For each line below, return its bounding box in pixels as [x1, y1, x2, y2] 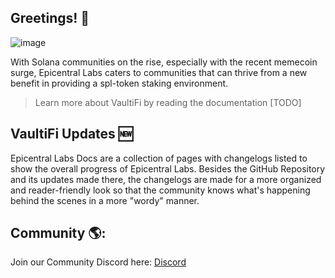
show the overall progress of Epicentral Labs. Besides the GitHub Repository [10, 162, 326, 175]
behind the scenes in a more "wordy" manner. [10, 194, 200, 206]
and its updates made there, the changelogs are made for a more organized [10, 173, 322, 185]
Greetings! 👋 [10, 10, 90, 27]
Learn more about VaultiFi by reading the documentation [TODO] [34, 96, 302, 108]
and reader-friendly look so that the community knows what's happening [10, 184, 311, 196]
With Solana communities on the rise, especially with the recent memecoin [10, 56, 318, 68]
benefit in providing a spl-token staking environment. [10, 77, 229, 89]
